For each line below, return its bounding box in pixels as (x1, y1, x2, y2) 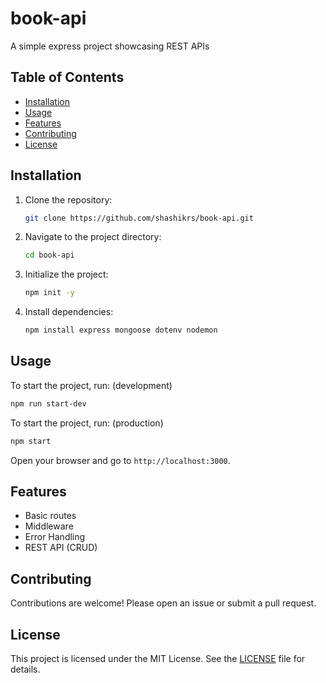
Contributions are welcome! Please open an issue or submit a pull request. (10, 597, 317, 609)
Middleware (24, 520, 74, 532)
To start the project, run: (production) (10, 417, 164, 429)
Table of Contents (10, 69, 125, 86)
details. (10, 663, 41, 676)
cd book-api (24, 250, 75, 261)
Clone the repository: (24, 193, 113, 206)
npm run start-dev (10, 398, 87, 409)
